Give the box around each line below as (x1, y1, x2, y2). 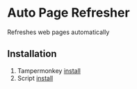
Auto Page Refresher (7, 5, 130, 21)
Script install (17, 74, 54, 82)
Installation (7, 48, 57, 60)
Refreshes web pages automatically (7, 28, 110, 36)
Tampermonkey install (17, 66, 81, 74)
